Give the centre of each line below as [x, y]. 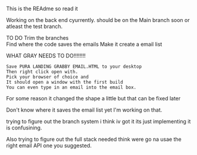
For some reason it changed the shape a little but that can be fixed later [93, 98]
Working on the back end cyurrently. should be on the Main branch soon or [98, 20]
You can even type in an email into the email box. [71, 87]
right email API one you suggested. [49, 145]
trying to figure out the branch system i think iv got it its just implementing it [99, 121]
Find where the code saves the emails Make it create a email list [84, 44]
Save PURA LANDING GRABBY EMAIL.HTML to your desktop [74, 67]
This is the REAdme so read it [42, 9]
